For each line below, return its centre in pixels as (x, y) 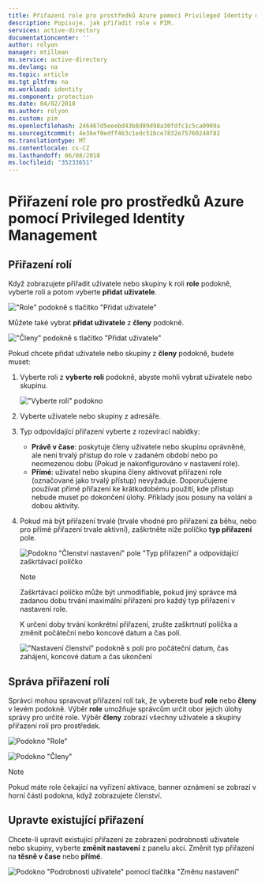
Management (53, 235)
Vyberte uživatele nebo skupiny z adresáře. (90, 416)
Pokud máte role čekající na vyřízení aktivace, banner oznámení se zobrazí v (132, 787)
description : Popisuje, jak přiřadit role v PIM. (91, 23)
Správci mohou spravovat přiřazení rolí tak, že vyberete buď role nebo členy (132, 700)
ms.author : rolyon (38, 112)
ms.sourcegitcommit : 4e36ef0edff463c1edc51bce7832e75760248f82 (114, 133)
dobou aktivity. (56, 506)
